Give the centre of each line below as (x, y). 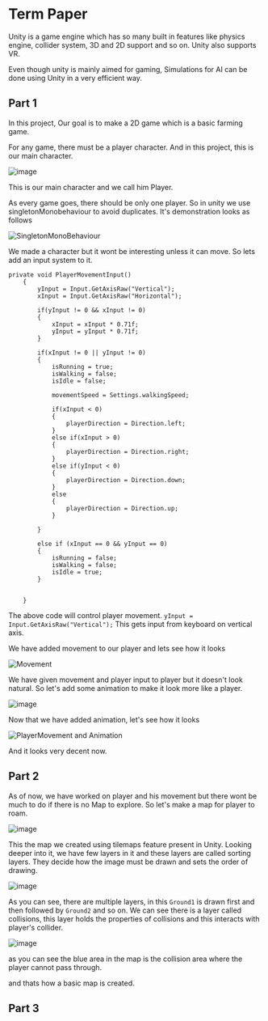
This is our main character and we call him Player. (91, 187)
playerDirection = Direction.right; (128, 451)
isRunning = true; (82, 366)
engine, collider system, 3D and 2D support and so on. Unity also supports (132, 44)
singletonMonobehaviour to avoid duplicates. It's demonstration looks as (129, 211)
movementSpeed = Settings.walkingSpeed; (120, 395)
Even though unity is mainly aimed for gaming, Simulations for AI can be (128, 69)
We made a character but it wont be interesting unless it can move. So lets (132, 251)
